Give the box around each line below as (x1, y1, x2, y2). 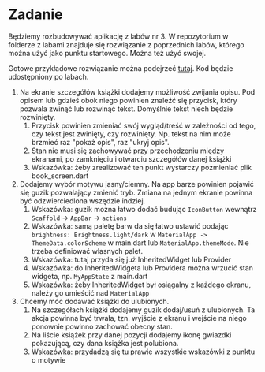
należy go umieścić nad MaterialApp (31, 288, 150, 297)
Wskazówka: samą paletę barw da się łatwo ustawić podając (31, 221, 229, 230)
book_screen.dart (31, 171, 89, 180)
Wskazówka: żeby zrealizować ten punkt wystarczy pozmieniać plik (31, 162, 252, 172)
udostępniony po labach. (8, 72, 89, 81)
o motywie (31, 355, 66, 364)
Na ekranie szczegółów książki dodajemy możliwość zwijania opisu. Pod (19, 87, 256, 96)
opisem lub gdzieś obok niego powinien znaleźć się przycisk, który (19, 95, 238, 105)
